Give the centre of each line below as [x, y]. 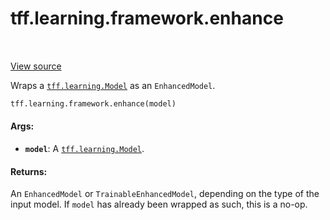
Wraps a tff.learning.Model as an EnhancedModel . [113, 85]
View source [36, 66]
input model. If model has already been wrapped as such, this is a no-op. [159, 204]
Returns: [29, 171]
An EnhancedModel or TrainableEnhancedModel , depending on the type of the [165, 194]
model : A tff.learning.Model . [84, 149]
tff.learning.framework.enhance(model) [93, 103]
